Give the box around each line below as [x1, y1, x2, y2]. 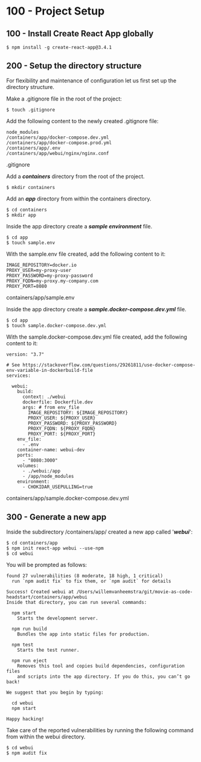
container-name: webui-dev [17, 446, 85, 452]
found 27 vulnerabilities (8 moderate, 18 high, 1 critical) [6, 572, 164, 579]
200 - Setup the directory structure [6, 61, 142, 71]
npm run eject [11, 657, 47, 664]
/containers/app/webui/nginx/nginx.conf [6, 150, 110, 156]
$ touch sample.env [6, 239, 56, 246]
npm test [11, 641, 34, 648]
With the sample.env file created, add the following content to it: [6, 250, 166, 257]
